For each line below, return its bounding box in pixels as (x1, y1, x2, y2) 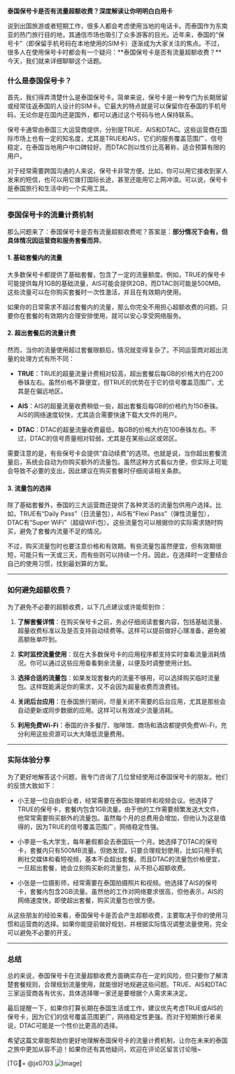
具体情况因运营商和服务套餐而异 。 (7, 236, 106, 245)
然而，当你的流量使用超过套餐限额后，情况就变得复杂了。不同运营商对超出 (7, 346, 222, 354)
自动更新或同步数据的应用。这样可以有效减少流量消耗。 (17, 705, 177, 714)
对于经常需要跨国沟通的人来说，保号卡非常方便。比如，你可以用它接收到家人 (7, 167, 228, 175)
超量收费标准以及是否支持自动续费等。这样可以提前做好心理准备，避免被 (17, 626, 226, 635)
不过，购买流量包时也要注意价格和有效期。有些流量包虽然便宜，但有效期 (7, 542, 215, 551)
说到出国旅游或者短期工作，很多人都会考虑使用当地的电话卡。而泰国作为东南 (7, 22, 228, 30)
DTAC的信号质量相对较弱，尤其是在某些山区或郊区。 (29, 434, 181, 442)
